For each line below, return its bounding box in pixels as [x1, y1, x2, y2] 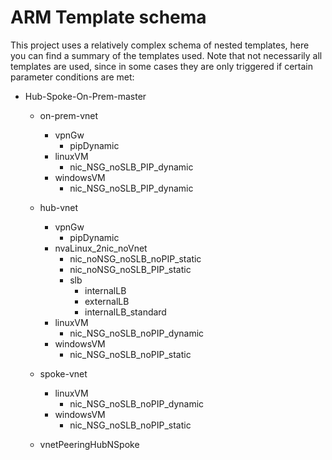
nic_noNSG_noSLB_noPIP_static [69, 252, 202, 265]
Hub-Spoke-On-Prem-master [24, 90, 147, 102]
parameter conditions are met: [10, 71, 135, 83]
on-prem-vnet [39, 109, 99, 121]
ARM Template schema [10, 6, 207, 29]
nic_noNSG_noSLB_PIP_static [69, 263, 192, 275]
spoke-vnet [39, 367, 88, 380]
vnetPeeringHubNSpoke [39, 438, 140, 450]
